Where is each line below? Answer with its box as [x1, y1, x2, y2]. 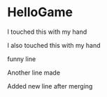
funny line [7, 54, 36, 63]
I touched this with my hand [7, 27, 87, 36]
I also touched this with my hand [7, 41, 101, 49]
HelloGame [7, 4, 73, 20]
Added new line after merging [7, 82, 93, 90]
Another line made [7, 68, 61, 77]
